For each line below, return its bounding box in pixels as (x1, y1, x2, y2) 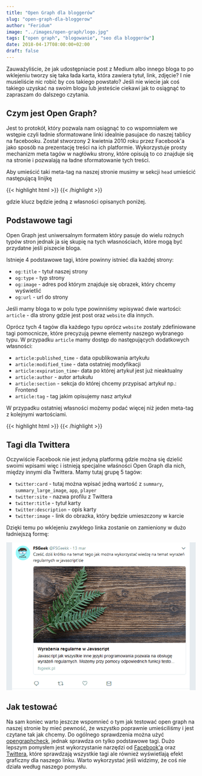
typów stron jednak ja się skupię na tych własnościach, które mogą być (6, 238, 183, 245)
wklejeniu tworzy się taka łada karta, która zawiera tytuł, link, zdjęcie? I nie (6, 71, 191, 78)
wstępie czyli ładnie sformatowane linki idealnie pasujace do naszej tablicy (6, 130, 191, 138)
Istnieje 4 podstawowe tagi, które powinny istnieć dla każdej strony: (6, 256, 174, 263)
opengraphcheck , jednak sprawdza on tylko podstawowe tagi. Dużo (6, 737, 175, 745)
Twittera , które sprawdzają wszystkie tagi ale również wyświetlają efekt (6, 750, 183, 757)
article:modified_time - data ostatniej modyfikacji (14, 360, 141, 367)
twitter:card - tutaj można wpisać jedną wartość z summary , (14, 480, 164, 488)
